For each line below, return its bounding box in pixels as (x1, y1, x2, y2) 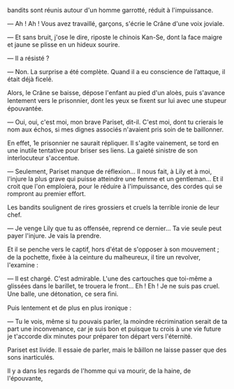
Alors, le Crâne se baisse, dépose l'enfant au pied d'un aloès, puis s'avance (7, 89, 226, 97)
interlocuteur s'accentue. (7, 154, 80, 162)
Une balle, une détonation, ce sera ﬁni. (7, 290, 119, 298)
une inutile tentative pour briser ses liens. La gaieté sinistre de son (7, 146, 198, 155)
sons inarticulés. (7, 353, 54, 361)
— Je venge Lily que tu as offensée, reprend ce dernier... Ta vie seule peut (7, 224, 222, 232)
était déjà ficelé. (7, 75, 54, 83)
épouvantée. (7, 104, 44, 113)
